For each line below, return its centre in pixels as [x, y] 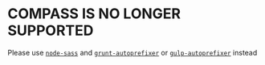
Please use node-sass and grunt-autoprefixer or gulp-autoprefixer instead [132, 52]
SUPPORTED [51, 31]
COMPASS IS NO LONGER [94, 14]
